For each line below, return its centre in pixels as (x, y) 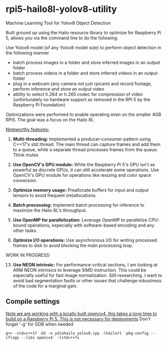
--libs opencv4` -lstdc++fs (50, 338)
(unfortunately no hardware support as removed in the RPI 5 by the (82, 99)
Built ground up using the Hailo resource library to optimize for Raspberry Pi (83, 32)
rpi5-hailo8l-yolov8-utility (61, 9)
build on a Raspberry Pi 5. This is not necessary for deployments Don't (78, 319)
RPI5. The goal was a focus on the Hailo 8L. (50, 119)
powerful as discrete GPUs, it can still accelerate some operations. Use (86, 170)
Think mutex (26, 155)
